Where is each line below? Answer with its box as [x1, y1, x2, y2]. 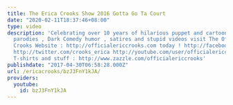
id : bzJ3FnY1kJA [19, 87, 67, 94]
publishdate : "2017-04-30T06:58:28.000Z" [7, 61, 129, 68]
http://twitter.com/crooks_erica [13, 49, 110, 56]
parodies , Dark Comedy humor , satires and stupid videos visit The [13, 36, 218, 43]
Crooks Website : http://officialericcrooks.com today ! [13, 42, 182, 49]
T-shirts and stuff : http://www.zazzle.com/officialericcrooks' [13, 55, 207, 62]
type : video [7, 23, 42, 30]
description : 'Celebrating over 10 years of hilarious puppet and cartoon [7, 29, 228, 37]
